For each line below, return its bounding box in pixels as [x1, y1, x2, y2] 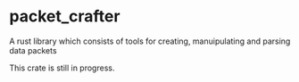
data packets [9, 45, 57, 55]
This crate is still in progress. [9, 62, 115, 73]
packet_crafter [9, 6, 120, 27]
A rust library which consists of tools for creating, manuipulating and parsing [9, 36, 291, 46]
